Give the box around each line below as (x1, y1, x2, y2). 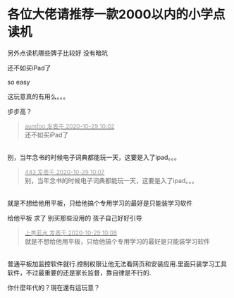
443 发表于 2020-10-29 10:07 (24, 168, 105, 176)
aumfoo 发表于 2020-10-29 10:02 (24, 122, 115, 130)
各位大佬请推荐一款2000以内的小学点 (7, 6, 226, 23)
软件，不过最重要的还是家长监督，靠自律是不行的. (7, 268, 152, 277)
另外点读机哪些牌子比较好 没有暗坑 (7, 49, 108, 57)
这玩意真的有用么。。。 (7, 92, 69, 101)
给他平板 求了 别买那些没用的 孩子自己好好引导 (7, 213, 142, 222)
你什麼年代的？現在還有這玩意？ (7, 283, 100, 292)
